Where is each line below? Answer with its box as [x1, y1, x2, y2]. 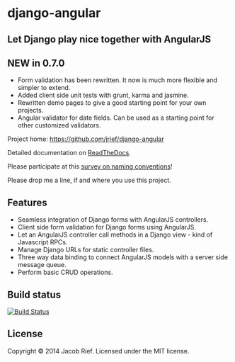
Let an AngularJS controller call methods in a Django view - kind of [17, 230, 213, 239]
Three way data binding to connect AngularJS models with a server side [17, 253, 229, 261]
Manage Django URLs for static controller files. [17, 246, 154, 254]
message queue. [17, 261, 67, 269]
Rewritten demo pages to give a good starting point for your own [17, 98, 207, 107]
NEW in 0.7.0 [7, 57, 65, 69]
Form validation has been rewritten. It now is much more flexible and [17, 76, 218, 84]
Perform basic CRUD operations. [17, 268, 113, 277]
